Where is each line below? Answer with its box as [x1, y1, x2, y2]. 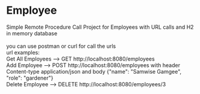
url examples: [6, 48, 40, 56]
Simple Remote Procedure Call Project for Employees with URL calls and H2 [6, 23, 194, 31]
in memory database [6, 29, 58, 37]
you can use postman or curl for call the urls [6, 43, 116, 50]
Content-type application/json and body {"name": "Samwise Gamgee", [6, 68, 182, 75]
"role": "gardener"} [6, 74, 54, 81]
